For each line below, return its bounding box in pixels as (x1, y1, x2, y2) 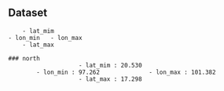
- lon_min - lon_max (8, 34, 83, 42)
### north (8, 54, 41, 62)
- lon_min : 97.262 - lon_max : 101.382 (36, 68, 216, 76)
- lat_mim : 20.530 (78, 61, 143, 69)
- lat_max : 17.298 (78, 75, 143, 83)
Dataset (8, 6, 48, 20)
